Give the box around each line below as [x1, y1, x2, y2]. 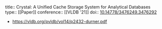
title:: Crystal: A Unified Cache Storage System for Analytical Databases [5, 4, 151, 10]
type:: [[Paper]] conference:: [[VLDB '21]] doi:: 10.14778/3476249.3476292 [5, 9, 157, 15]
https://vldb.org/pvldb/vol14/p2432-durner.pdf [12, 19, 107, 24]
